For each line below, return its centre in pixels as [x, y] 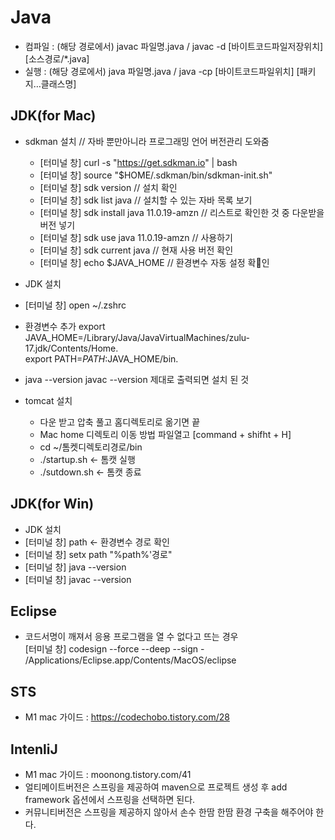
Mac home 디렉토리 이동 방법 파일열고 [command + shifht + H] [165, 434]
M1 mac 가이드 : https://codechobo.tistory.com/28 [127, 717]
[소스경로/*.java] [57, 58]
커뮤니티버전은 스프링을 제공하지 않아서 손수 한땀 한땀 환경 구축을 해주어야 [169, 812]
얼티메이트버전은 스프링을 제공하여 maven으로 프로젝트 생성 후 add [156, 787]
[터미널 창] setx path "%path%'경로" [98, 554]
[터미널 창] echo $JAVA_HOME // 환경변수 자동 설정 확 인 [154, 262]
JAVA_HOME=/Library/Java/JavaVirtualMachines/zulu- [137, 337]
